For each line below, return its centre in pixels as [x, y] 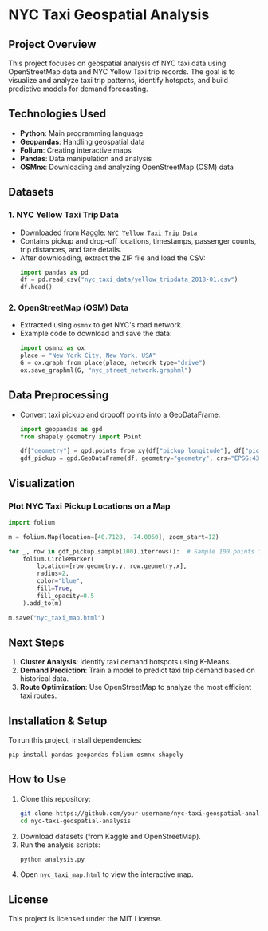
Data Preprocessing [59, 396]
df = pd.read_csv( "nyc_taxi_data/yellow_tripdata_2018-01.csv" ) [129, 280]
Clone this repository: [55, 798]
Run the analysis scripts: [60, 845]
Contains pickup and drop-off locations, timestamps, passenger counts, [138, 240]
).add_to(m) [42, 603]
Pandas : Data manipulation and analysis [86, 158]
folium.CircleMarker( [58, 559]
